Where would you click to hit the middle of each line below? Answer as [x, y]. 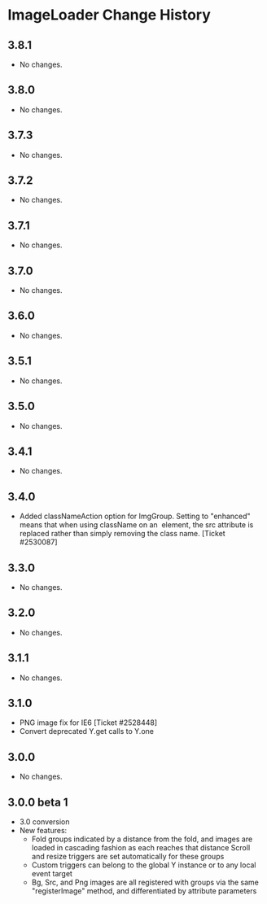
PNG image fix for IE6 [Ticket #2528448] [88, 723]
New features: [43, 830]
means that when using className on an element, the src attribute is [136, 525]
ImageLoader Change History [109, 15]
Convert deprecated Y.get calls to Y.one [86, 731]
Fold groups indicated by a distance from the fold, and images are [142, 839]
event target [52, 873]
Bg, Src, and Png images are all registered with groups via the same [145, 882]
